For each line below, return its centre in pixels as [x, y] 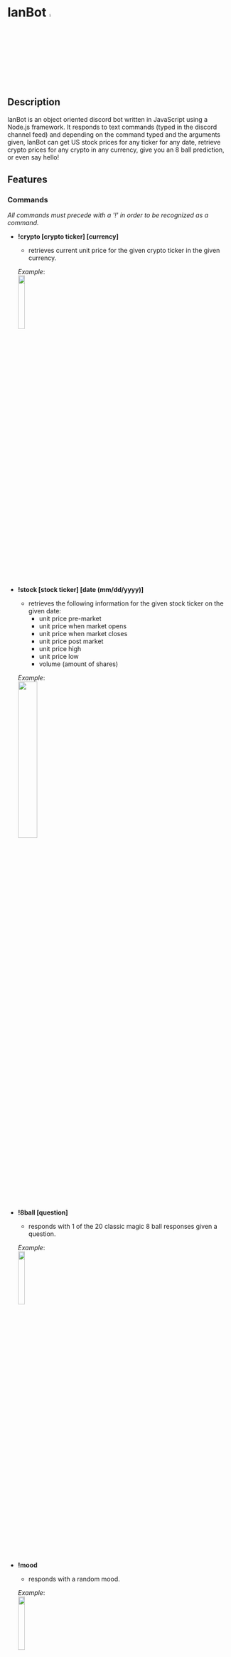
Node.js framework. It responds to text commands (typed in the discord [112, 127]
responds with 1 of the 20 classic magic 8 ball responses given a [123, 1226]
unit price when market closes [83, 633]
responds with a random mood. [74, 1579]
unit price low [59, 656]
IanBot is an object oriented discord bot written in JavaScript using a [108, 119]
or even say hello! [33, 157]
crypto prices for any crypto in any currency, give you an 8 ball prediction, [116, 150]
